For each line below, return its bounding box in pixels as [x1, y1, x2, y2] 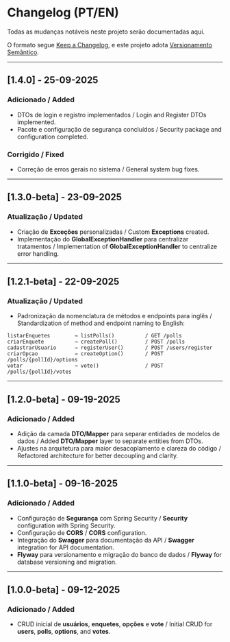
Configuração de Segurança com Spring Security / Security [16, 514, 188, 522]
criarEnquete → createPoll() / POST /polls [7, 338, 186, 346]
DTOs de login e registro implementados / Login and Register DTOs [16, 110, 207, 119]
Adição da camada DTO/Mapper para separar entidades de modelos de [16, 429, 220, 438]
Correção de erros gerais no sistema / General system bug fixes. [16, 165, 200, 173]
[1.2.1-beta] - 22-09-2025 [7, 276, 120, 287]
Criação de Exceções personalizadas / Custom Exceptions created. [16, 228, 209, 236]
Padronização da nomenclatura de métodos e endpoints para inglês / [16, 312, 212, 320]
